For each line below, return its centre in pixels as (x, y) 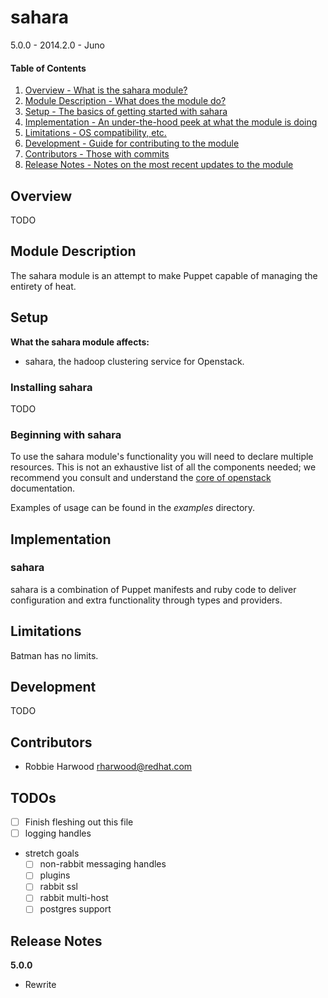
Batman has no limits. (54, 655)
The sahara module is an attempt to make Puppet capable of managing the (164, 275)
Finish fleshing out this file (79, 822)
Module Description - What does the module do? (125, 101)
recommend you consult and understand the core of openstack (141, 478)
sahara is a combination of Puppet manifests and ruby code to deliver (153, 589)
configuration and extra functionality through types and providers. (146, 600)
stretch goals (52, 853)
